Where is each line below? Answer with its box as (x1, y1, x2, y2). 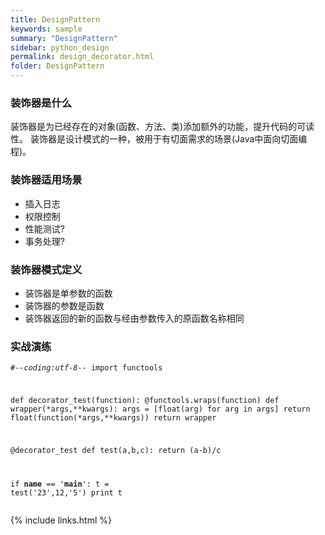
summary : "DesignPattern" (10, 33, 118, 43)
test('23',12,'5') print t (10, 487, 123, 498)
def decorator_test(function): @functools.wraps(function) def (10, 395, 280, 405)
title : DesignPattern (10, 14, 101, 25)
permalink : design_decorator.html (10, 52, 155, 62)
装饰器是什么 (10, 96, 73, 110)
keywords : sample (10, 24, 83, 34)
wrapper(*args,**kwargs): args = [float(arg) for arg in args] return (10, 404, 311, 414)
